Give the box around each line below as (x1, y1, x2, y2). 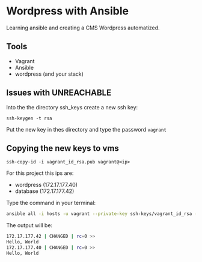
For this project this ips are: (6, 169, 74, 177)
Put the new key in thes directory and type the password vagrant (6, 126, 167, 133)
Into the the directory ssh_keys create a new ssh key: (6, 103, 138, 111)
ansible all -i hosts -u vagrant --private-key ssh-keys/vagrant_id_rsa (6, 211, 192, 217)
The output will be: (6, 222, 53, 229)
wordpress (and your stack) (14, 70, 84, 78)
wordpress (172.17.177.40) (14, 181, 78, 189)
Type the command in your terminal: (6, 200, 96, 207)
